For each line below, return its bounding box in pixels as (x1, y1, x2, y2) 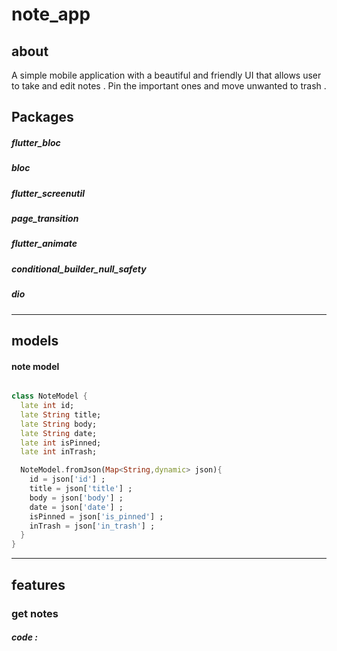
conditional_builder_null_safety (11, 263, 147, 275)
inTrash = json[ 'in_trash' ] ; (29, 521, 156, 531)
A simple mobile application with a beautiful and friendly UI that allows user (11, 69, 322, 81)
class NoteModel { (11, 391, 88, 402)
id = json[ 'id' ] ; (29, 474, 106, 485)
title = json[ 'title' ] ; (29, 484, 133, 494)
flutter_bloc (11, 136, 61, 148)
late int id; (20, 401, 75, 411)
